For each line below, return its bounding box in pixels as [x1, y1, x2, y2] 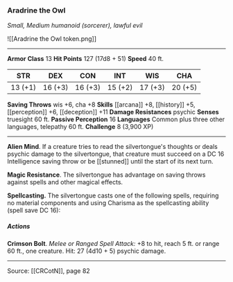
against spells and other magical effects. [7, 178, 123, 186]
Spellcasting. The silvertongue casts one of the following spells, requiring [7, 191, 219, 200]
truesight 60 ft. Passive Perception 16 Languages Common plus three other [7, 115, 225, 123]
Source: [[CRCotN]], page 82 [7, 267, 90, 275]
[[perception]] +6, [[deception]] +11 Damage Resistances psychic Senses [7, 108, 220, 116]
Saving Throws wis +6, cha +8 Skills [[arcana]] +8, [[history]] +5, [7, 100, 196, 109]
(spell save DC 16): [7, 206, 61, 215]
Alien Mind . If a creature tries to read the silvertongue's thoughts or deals [7, 143, 218, 151]
